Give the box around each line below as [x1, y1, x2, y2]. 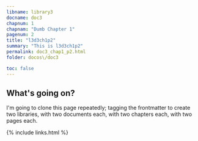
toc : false [6, 65, 34, 71]
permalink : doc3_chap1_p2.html [6, 49, 86, 55]
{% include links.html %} [6, 129, 68, 136]
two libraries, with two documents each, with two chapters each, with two [6, 110, 193, 118]
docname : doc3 [6, 15, 43, 21]
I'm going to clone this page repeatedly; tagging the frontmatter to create [6, 104, 191, 112]
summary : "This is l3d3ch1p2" [6, 43, 84, 49]
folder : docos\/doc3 [6, 54, 59, 60]
